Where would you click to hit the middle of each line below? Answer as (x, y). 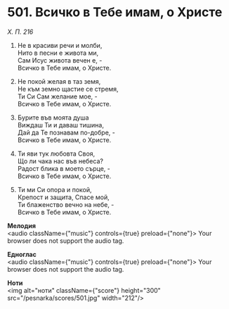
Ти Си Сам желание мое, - (57, 96)
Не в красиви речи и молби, (60, 45)
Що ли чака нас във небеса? (60, 161)
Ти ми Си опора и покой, (55, 189)
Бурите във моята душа (53, 118)
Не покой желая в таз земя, (59, 81)
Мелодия (22, 225)
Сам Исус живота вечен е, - (60, 60)
